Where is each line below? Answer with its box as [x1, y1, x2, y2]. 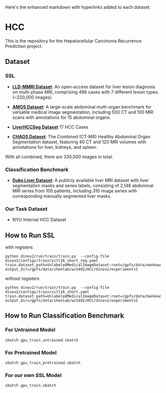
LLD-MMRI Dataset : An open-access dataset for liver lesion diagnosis [12, 84, 156, 90]
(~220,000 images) [12, 94, 52, 100]
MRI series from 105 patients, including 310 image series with [12, 188, 137, 194]
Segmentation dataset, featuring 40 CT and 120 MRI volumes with [12, 139, 147, 145]
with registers [5, 244, 33, 250]
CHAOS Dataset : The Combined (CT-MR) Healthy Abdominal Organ [12, 133, 151, 139]
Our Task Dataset [5, 205, 48, 212]
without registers [5, 276, 40, 281]
